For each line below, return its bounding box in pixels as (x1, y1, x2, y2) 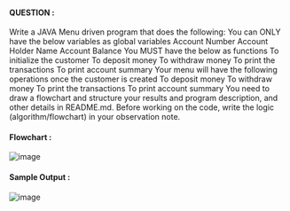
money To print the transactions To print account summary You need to (9, 83, 270, 94)
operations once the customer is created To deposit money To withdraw (9, 74, 273, 84)
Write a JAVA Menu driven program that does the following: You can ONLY (9, 27, 281, 37)
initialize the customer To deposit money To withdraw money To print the (9, 55, 276, 66)
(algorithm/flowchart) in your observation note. (9, 112, 181, 122)
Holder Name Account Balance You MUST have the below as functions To (9, 45, 279, 57)
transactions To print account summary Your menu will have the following (9, 65, 278, 75)
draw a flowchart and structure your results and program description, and (9, 93, 278, 104)
